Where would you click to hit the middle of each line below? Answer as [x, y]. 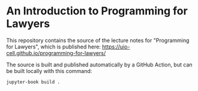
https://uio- [116, 47]
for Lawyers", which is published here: [53, 47]
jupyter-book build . [33, 82]
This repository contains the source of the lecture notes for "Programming [98, 40]
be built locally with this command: [49, 71]
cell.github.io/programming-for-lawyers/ [56, 53]
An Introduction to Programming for [97, 11]
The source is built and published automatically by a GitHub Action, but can [100, 65]
